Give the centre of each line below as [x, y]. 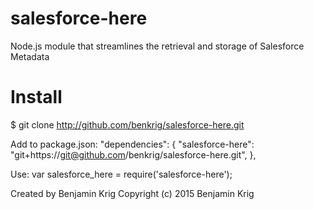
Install [36, 97]
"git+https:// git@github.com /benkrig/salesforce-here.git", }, [133, 154]
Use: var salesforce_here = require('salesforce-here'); [121, 174]
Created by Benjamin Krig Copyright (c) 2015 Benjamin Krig [132, 193]
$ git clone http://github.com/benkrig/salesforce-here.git [127, 124]
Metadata [30, 56]
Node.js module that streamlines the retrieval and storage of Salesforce [157, 46]
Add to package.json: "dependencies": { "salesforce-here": [132, 144]
